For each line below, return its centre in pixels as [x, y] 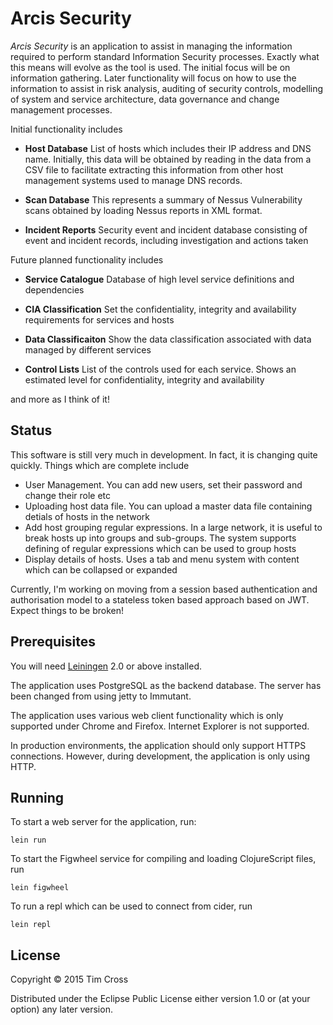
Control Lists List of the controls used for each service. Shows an [160, 369]
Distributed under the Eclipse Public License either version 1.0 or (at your [160, 999]
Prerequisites [53, 642]
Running [37, 797]
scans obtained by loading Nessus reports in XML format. [143, 210]
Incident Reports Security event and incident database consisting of [166, 229]
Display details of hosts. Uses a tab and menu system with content [162, 559]
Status [31, 430]
